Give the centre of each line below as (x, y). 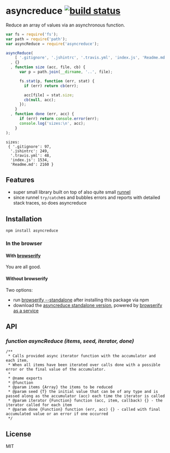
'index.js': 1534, (30, 160)
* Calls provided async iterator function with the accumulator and (82, 356)
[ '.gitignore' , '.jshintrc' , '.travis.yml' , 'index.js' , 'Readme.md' (91, 58)
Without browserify (27, 278)
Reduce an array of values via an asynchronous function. (65, 25)
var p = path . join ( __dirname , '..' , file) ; (66, 72)
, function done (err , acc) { (42, 114)
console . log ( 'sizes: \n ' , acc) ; (52, 123)
